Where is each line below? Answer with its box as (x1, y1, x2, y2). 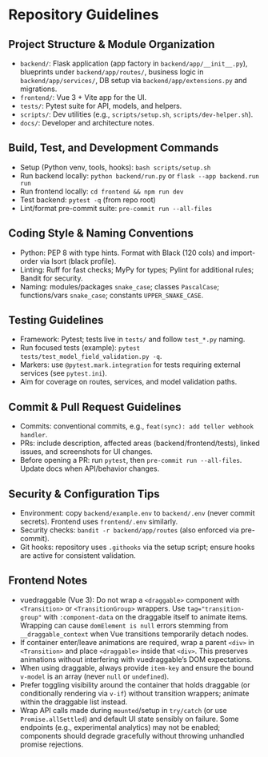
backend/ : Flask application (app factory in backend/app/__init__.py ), (19, 58, 248, 68)
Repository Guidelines (8, 6, 159, 24)
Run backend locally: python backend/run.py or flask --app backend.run (19, 170, 260, 181)
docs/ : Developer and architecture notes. (19, 118, 154, 127)
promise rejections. (19, 739, 84, 749)
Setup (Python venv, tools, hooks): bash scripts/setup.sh (19, 162, 211, 172)
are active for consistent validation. (19, 551, 136, 560)
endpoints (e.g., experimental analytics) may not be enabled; (19, 722, 221, 732)
